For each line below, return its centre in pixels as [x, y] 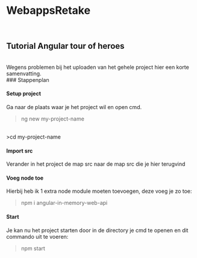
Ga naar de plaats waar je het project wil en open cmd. [74, 107]
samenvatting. [24, 74]
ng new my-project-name [52, 119]
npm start [33, 248]
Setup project [23, 93]
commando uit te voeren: [37, 236]
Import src [20, 151]
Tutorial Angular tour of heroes [65, 46]
